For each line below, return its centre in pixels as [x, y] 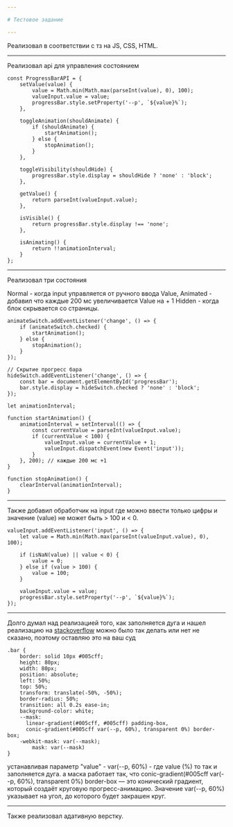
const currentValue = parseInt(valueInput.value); [107, 430]
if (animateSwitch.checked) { [63, 327]
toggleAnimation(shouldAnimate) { [69, 121]
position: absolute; [49, 674]
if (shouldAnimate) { [63, 127]
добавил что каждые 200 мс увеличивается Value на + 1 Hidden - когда [113, 301]
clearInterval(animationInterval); [71, 485]
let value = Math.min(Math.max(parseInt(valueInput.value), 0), [114, 536]
